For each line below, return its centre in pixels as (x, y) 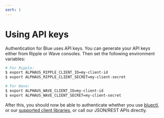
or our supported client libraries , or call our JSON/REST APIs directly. (76, 110)
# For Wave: (17, 86)
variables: (15, 59)
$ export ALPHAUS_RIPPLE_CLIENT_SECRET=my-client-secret (66, 77)
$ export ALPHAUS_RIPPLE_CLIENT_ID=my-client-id (57, 73)
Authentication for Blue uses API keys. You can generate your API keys (78, 48)
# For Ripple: (20, 68)
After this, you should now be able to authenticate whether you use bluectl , (82, 105)
